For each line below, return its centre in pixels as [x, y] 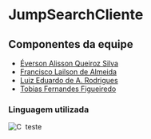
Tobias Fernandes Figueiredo [68, 89]
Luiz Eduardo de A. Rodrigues [69, 80]
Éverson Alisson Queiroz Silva [69, 63]
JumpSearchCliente [76, 15]
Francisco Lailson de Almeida [68, 72]
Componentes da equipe [71, 44]
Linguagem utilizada [49, 109]
